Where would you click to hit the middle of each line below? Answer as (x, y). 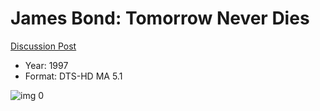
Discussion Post (43, 46)
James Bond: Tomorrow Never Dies (160, 18)
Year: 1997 (46, 65)
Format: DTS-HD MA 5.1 (73, 76)
